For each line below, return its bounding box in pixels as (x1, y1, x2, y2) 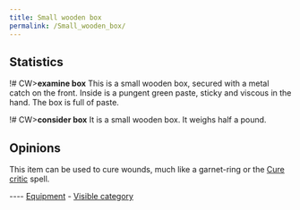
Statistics (9, 55, 64, 70)
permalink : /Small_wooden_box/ (9, 21, 126, 30)
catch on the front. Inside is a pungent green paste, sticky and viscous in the (9, 88, 292, 98)
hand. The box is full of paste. (9, 97, 119, 108)
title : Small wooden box (9, 13, 102, 22)
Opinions (9, 140, 61, 155)
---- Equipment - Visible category (9, 191, 134, 202)
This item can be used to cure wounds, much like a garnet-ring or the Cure (9, 164, 285, 175)
